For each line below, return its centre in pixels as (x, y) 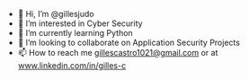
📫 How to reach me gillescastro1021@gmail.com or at (118, 53)
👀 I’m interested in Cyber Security (80, 23)
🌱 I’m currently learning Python (75, 33)
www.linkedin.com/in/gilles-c (72, 66)
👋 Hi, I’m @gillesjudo (56, 14)
